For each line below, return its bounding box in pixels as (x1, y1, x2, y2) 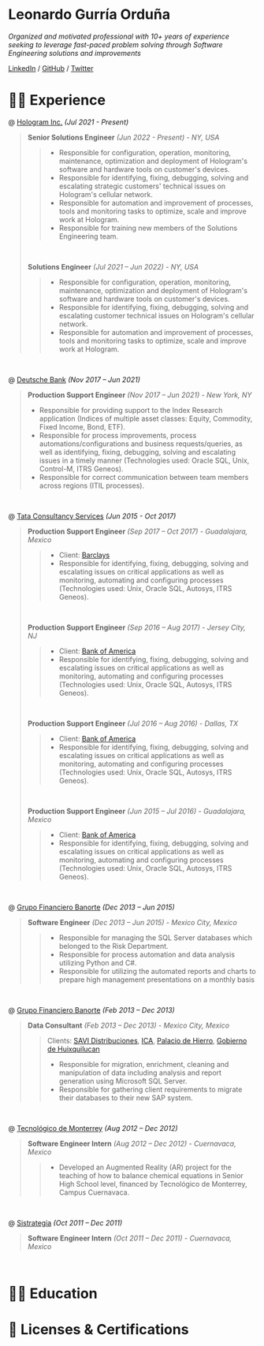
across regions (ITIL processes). (39, 481, 144, 490)
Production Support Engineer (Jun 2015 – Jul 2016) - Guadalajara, (27, 806, 247, 816)
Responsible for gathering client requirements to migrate (58, 1084, 243, 1094)
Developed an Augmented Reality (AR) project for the (58, 1162, 232, 1172)
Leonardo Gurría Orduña (8, 6, 171, 24)
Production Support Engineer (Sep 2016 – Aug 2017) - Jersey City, (27, 623, 246, 632)
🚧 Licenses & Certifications (8, 1321, 189, 1339)
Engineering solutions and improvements (8, 48, 142, 58)
